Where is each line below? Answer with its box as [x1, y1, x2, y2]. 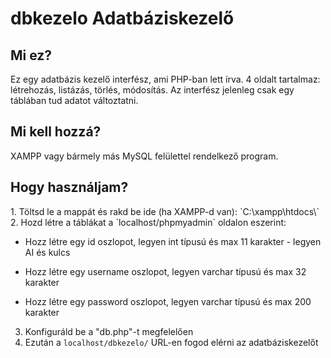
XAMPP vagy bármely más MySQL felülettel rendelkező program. [10, 150, 279, 162]
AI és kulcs [24, 246, 71, 258]
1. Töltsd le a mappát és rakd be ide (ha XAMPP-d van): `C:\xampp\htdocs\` [10, 205, 320, 217]
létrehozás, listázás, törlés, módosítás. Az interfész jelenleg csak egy [10, 84, 295, 96]
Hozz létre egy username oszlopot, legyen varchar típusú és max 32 [24, 265, 307, 277]
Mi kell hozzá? [10, 123, 102, 141]
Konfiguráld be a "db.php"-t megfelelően [24, 325, 194, 337]
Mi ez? [10, 47, 53, 64]
